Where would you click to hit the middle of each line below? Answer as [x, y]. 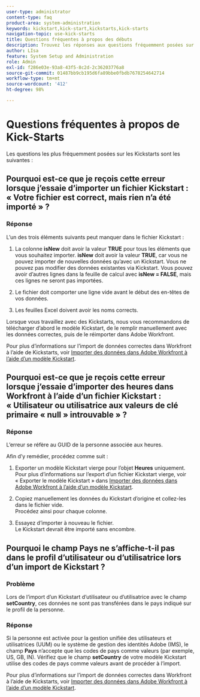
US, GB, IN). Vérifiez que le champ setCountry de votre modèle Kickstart [96, 657]
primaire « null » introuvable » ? [67, 414]
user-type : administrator [38, 12]
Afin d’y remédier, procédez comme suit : [57, 456]
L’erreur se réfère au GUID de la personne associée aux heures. [85, 445]
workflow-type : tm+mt [33, 78]
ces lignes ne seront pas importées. [59, 280]
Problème [21, 584]
